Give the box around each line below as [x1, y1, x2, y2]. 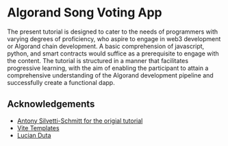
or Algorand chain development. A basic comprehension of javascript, [7, 42, 205, 50]
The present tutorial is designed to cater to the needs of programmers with [7, 27, 218, 36]
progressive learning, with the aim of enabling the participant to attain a [7, 64, 209, 72]
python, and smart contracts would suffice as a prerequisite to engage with [7, 49, 219, 58]
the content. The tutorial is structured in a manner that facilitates [7, 56, 189, 64]
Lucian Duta [16, 131, 51, 139]
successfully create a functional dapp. [7, 78, 115, 86]
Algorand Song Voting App [7, 5, 162, 21]
